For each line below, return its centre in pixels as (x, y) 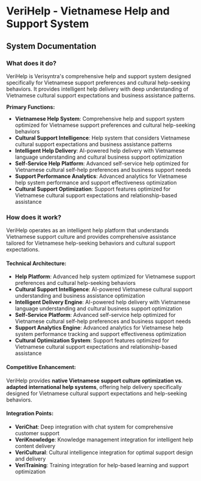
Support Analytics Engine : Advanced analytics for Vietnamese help (99, 328)
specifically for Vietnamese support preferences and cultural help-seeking (98, 82)
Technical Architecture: (37, 263)
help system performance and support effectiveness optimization (96, 182)
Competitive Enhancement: (41, 367)
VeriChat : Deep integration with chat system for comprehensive (94, 427)
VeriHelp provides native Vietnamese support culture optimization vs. (94, 381)
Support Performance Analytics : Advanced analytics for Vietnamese (101, 176)
